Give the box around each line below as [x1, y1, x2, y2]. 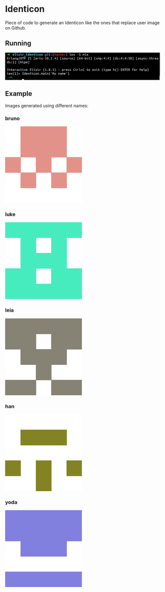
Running [5, 39, 32, 48]
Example [5, 89, 32, 98]
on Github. [5, 25, 27, 30]
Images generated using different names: [5, 102, 88, 109]
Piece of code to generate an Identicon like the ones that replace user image [5, 20, 160, 26]
